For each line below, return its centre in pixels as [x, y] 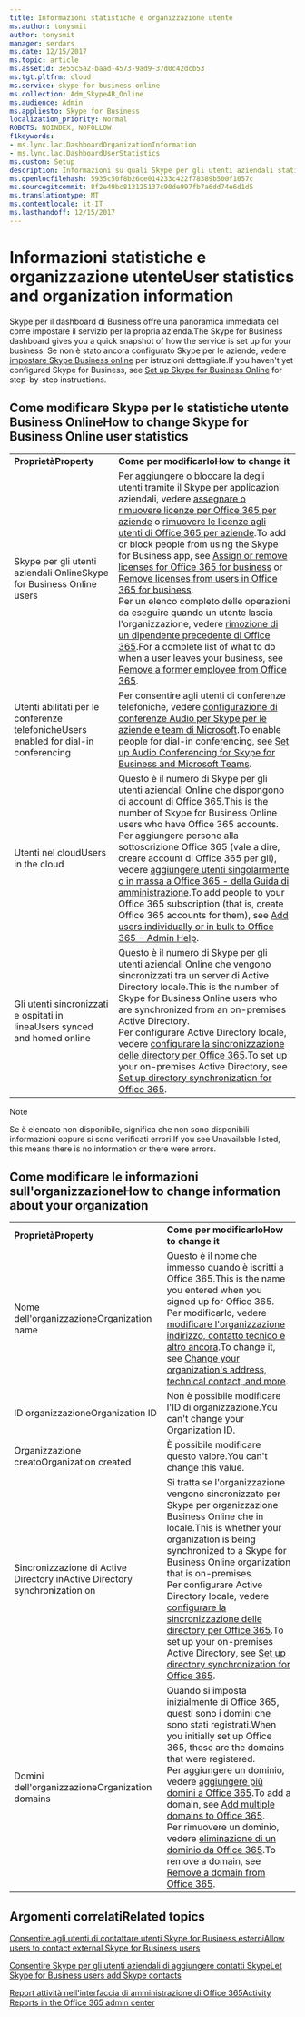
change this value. [206, 1468]
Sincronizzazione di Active [70, 1568]
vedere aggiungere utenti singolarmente [203, 869]
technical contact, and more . [227, 1382]
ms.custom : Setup [42, 162]
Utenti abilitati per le [57, 706]
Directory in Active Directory [74, 1579]
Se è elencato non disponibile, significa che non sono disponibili [129, 1129]
